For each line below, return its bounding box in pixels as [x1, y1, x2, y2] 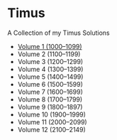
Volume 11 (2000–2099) [17, 117, 87, 126]
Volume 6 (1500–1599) [17, 80, 84, 88]
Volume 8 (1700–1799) [17, 95, 83, 104]
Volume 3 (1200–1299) [17, 57, 84, 65]
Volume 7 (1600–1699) [17, 87, 84, 96]
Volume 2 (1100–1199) [17, 50, 81, 58]
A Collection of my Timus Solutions [7, 28, 110, 37]
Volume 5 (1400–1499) [17, 72, 84, 81]
